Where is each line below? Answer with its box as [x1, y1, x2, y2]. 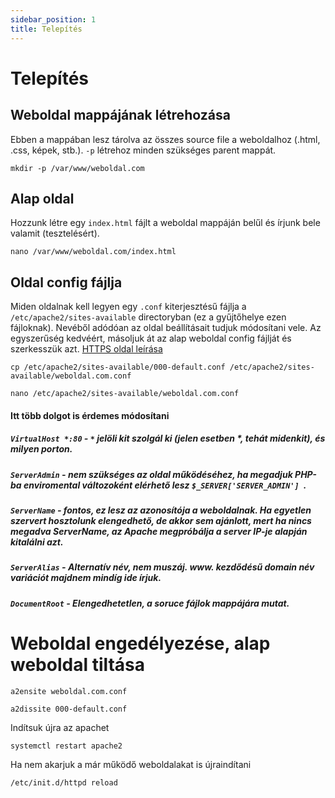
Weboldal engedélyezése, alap [10, 632, 271, 655]
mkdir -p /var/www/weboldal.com [10, 163, 145, 173]
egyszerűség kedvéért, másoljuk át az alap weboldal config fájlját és [10, 332, 292, 345]
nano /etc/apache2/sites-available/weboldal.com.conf [10, 389, 240, 399]
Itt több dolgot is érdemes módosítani [10, 409, 170, 421]
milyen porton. [10, 443, 73, 455]
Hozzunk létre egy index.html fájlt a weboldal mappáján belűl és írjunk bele [10, 217, 321, 229]
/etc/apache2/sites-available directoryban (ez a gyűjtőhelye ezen [10, 311, 287, 323]
